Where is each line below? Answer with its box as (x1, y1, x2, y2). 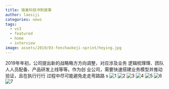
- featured (10, 31, 33, 36)
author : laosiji (5, 12, 40, 17)
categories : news (5, 17, 42, 22)
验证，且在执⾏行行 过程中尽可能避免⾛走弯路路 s (5, 72, 108, 79)
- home (10, 36, 24, 41)
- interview (10, 41, 36, 46)
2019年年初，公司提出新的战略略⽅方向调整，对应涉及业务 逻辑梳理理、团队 (5, 60, 164, 66)
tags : (5, 21, 17, 27)
